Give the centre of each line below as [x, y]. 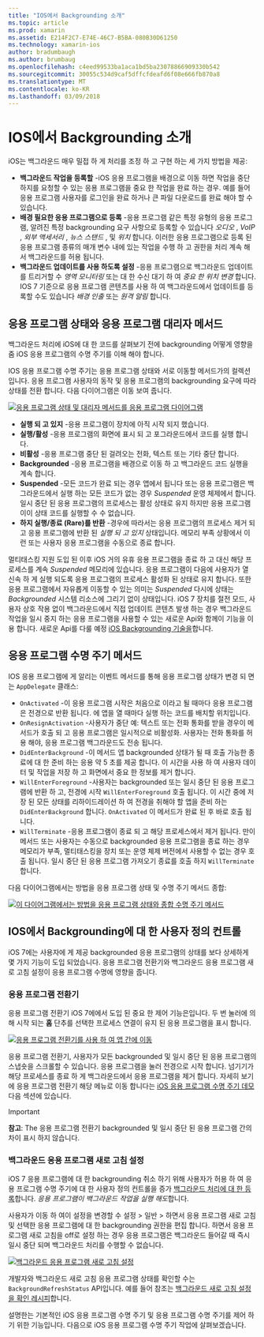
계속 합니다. [38, 473]
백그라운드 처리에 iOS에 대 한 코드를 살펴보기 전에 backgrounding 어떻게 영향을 [131, 344]
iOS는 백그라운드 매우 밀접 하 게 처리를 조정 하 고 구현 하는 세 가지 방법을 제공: [128, 161]
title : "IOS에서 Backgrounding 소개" [67, 15]
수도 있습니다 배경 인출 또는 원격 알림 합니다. [102, 296]
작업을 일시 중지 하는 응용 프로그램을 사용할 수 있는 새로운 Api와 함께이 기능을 [127, 618]
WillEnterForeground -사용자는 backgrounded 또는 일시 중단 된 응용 [126, 782]
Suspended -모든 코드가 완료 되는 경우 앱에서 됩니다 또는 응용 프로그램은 [133, 483]
